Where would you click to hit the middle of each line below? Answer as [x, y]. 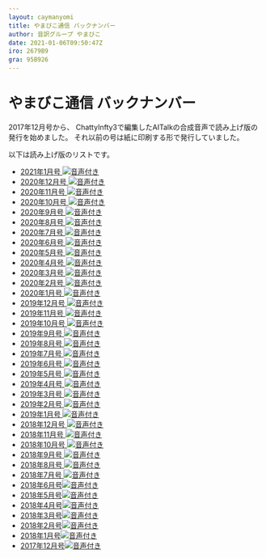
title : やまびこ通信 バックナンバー [62, 25]
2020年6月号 [42, 242]
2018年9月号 [41, 454]
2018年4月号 [41, 505]
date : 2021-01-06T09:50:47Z [56, 43]
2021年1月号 [40, 171]
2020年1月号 [41, 293]
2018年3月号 [41, 515]
